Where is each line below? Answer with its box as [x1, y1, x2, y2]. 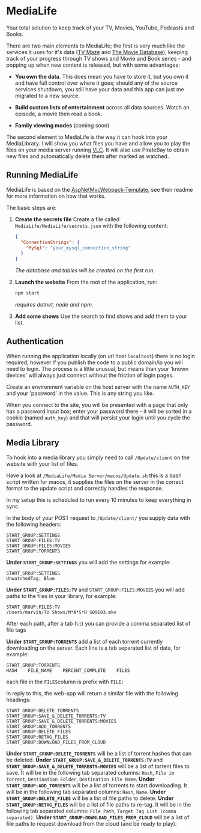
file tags [6, 626, 26, 633]
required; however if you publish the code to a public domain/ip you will [6, 359, 183, 366]
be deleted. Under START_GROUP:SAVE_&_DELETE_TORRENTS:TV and [6, 756, 163, 763]
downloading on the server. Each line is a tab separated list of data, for [6, 644, 181, 651]
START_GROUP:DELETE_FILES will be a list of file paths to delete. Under [6, 795, 174, 802]
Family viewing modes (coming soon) [14, 121, 110, 129]
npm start [14, 290, 40, 296]
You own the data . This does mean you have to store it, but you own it [14, 73, 189, 80]
